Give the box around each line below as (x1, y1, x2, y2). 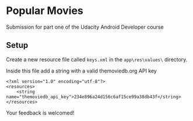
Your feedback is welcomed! (6, 109, 75, 116)
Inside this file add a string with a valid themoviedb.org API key (6, 67, 157, 74)
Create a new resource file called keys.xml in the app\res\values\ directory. (6, 56, 188, 63)
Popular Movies (6, 4, 83, 18)
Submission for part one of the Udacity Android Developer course (6, 23, 164, 30)
